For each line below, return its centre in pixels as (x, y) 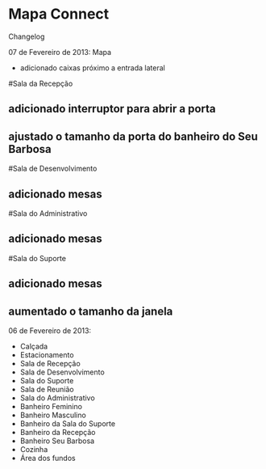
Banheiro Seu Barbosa (57, 441)
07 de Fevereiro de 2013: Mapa (60, 52)
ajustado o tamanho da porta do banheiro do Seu (133, 136)
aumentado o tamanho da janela (91, 311)
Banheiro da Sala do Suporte (67, 423)
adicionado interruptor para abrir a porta (112, 109)
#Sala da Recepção (41, 83)
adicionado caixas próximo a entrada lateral (92, 68)
